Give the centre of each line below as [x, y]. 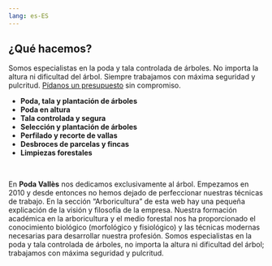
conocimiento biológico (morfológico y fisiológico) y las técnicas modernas [134, 227]
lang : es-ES [28, 16]
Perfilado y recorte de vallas [69, 135]
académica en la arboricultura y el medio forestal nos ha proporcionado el [132, 219]
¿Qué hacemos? [50, 49]
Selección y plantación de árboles [79, 127]
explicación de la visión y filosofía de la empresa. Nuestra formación [123, 210]
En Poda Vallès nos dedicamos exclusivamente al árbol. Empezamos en [129, 184]
